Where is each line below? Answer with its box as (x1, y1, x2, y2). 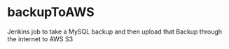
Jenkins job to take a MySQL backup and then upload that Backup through (7, 27, 223, 36)
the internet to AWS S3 (7, 34, 74, 43)
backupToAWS (7, 4, 95, 20)
